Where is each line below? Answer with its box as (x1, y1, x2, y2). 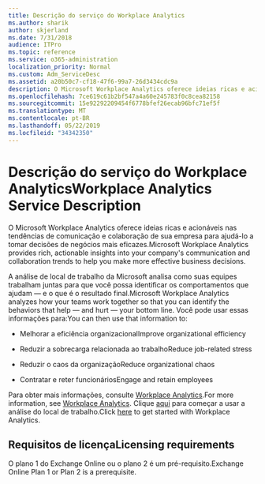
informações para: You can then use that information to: (8, 313, 188, 323)
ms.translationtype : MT (8, 107, 87, 115)
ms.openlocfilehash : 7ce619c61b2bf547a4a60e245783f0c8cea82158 (8, 92, 221, 100)
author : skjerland (8, 26, 69, 34)
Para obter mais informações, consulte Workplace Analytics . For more (8, 390, 234, 400)
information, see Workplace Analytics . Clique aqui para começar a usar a (8, 398, 246, 407)
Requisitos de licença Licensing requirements (8, 437, 235, 451)
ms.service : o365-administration (8, 56, 118, 64)
